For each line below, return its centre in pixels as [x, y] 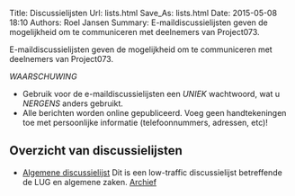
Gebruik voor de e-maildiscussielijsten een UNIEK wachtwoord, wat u [151, 94]
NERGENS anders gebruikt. [73, 103]
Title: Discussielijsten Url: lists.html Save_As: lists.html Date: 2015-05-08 [143, 13]
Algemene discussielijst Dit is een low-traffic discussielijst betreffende [152, 172]
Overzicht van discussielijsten [96, 151]
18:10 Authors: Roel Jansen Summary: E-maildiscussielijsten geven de [139, 22]
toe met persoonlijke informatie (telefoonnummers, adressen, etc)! [145, 122]
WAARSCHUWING [44, 76]
